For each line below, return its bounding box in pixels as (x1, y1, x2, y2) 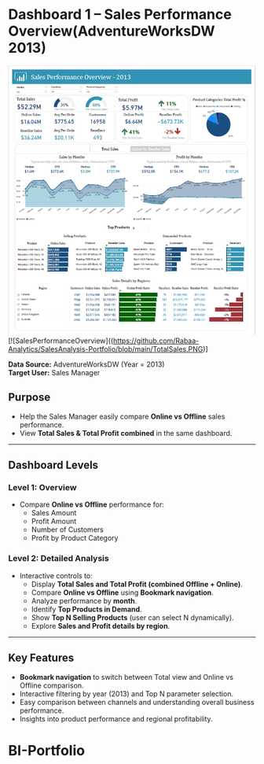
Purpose (8, 391, 51, 404)
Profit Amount (31, 517, 77, 526)
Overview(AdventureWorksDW (8, 22, 215, 40)
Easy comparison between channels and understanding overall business (19, 697, 255, 707)
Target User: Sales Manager (8, 367, 101, 377)
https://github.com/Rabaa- (112, 336, 200, 345)
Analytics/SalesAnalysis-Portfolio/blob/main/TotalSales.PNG (8, 344, 203, 353)
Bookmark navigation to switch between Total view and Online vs (19, 672, 234, 681)
